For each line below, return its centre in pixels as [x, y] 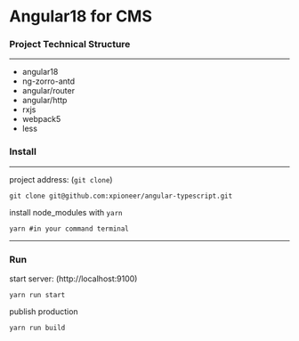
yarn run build [37, 328]
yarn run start [37, 296]
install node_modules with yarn [66, 212]
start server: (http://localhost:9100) [73, 279]
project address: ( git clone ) [61, 179]
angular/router [48, 91]
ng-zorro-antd [48, 81]
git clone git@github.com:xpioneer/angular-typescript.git [121, 196]
